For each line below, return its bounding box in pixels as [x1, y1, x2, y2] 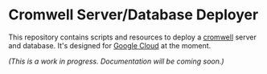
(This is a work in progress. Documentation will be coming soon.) [8, 56, 224, 66]
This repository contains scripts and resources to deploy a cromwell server [8, 32, 257, 42]
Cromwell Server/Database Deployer [8, 6, 259, 24]
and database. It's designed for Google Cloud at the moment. [8, 40, 212, 50]
